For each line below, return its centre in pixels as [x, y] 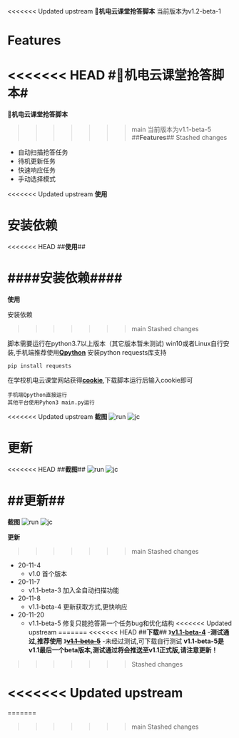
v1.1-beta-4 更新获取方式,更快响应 [78, 607]
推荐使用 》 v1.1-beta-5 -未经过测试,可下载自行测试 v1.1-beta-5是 [131, 641]
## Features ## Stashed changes [179, 138]
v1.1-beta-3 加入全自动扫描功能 [74, 590]
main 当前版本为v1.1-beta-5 [172, 130]
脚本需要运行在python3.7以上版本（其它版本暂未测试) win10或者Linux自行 [115, 343]
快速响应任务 [36, 170]
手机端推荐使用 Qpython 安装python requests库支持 [91, 352]
